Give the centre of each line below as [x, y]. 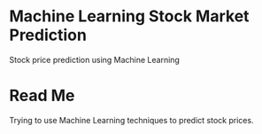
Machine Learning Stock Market [129, 16]
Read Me [42, 96]
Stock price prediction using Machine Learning [94, 59]
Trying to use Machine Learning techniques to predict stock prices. [131, 120]
